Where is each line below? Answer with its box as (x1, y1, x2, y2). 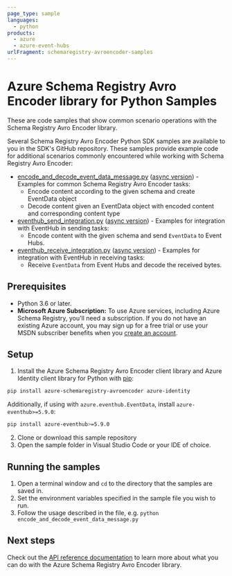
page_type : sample (7, 10, 60, 17)
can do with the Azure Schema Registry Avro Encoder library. (7, 560, 182, 568)
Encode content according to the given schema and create (27, 187, 195, 195)
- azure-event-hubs (13, 42, 70, 49)
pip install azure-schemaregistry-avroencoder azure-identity (7, 388, 190, 395)
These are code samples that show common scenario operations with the (7, 116, 217, 125)
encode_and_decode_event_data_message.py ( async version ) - (17, 172, 199, 181)
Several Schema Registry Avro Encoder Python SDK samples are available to (7, 136, 226, 145)
